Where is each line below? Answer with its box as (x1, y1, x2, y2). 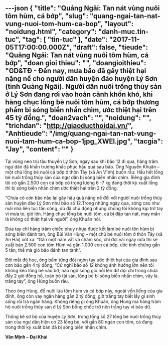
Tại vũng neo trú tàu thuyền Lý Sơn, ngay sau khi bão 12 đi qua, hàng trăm (5, 158, 158, 164)
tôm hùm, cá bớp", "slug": (5, 12, 89, 21)
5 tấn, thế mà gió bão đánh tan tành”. (5, 247, 82, 253)
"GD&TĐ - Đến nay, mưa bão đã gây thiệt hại (5, 67, 146, 75)
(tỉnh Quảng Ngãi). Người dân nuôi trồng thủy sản (5, 82, 162, 91)
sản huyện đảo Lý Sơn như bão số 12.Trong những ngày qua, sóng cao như (5, 200, 160, 206)
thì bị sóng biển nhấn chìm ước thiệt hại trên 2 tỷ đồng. (5, 185, 118, 191)
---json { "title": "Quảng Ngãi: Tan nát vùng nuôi (5, 4, 160, 13)
